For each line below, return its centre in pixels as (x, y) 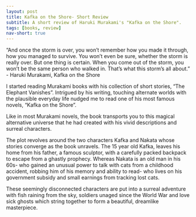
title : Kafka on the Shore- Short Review (57, 17)
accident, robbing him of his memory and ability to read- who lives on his (94, 171)
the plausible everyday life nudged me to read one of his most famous (90, 99)
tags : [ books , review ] (34, 28)
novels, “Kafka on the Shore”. (41, 105)
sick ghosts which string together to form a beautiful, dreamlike (82, 201)
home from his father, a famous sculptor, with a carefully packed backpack (96, 152)
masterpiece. (22, 208)
